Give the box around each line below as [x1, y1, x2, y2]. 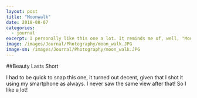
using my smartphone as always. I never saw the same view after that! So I [6, 80, 186, 87]
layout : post [6, 8, 38, 15]
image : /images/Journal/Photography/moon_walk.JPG [6, 41, 133, 47]
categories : [6, 24, 35, 31]
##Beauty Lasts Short [6, 62, 59, 69]
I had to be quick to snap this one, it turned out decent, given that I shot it [6, 73, 184, 80]
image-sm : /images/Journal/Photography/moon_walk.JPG [6, 47, 141, 52]
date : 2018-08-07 [6, 19, 49, 25]
